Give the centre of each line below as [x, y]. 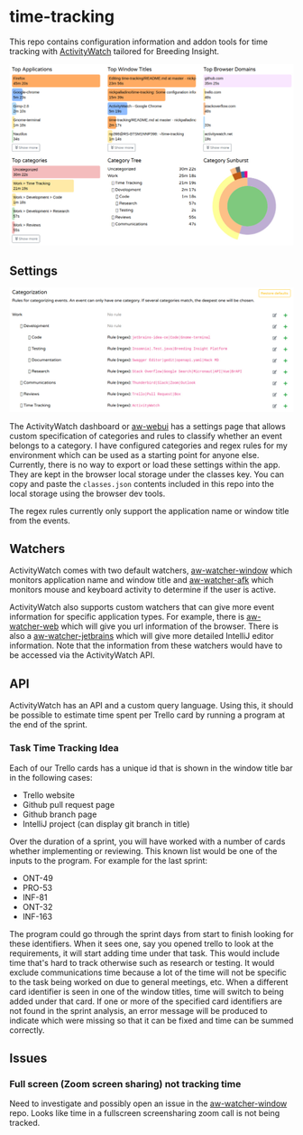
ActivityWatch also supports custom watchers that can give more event [142, 607]
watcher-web [34, 626]
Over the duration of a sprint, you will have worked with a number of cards [147, 841]
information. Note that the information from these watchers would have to [146, 646]
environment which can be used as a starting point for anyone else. [134, 455]
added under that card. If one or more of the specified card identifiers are [146, 1001]
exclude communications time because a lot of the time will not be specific [148, 972]
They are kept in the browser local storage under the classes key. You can [147, 474]
